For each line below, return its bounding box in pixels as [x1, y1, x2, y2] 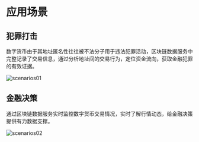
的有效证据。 [6, 63, 37, 70]
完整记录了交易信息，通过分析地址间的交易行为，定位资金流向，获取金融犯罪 [6, 55, 193, 62]
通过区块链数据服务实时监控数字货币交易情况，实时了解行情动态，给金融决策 [6, 110, 193, 117]
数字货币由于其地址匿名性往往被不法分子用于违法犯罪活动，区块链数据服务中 [6, 48, 193, 55]
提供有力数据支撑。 [6, 117, 53, 125]
